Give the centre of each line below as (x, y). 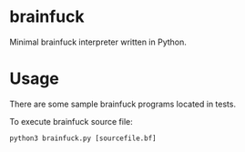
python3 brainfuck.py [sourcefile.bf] (83, 138)
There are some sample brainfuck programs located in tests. (123, 104)
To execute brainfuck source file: (71, 121)
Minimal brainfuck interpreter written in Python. (98, 42)
